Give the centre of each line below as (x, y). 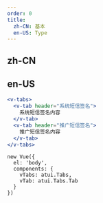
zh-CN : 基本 (30, 26)
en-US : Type (31, 33)
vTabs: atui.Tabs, (46, 175)
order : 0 (20, 13)
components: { (33, 169)
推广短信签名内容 (40, 131)
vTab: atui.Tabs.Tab (49, 181)
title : (16, 20)
